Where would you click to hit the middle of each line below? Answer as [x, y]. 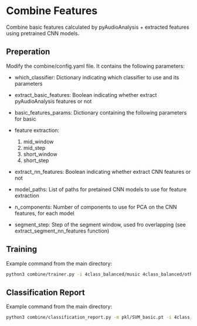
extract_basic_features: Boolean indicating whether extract [86, 95]
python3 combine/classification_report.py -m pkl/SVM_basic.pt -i [89, 317]
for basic [25, 119]
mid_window [38, 142]
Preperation [28, 52]
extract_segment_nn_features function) [62, 231]
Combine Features [52, 11]
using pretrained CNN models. [43, 33]
